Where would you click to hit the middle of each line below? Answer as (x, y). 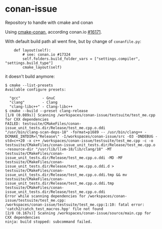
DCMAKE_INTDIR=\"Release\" (32, 136)
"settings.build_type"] (29, 63)
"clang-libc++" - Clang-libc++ (41, 106)
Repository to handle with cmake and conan (49, 22)
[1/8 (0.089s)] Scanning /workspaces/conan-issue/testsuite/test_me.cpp (80, 115)
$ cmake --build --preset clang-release (47, 111)
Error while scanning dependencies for (45, 196)
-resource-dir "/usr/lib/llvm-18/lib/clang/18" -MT (58, 149)
